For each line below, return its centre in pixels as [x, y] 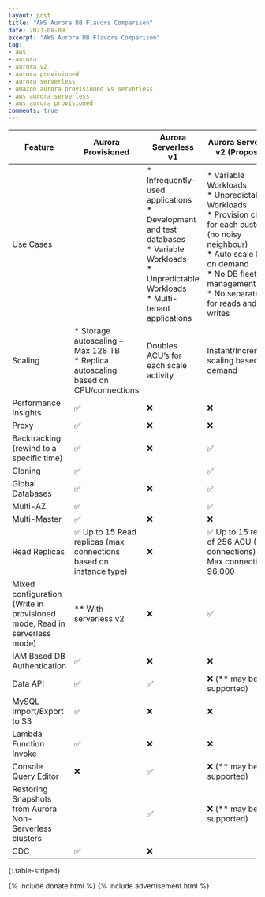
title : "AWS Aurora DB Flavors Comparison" [81, 23]
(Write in [28, 604]
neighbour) [228, 244]
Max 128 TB [97, 350]
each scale [167, 365]
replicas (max [99, 542]
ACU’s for [164, 355]
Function [28, 744]
